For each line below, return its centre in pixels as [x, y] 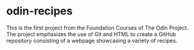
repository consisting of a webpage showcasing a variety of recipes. [92, 40]
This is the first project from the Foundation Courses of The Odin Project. [98, 28]
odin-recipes [39, 11]
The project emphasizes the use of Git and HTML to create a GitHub [91, 34]
